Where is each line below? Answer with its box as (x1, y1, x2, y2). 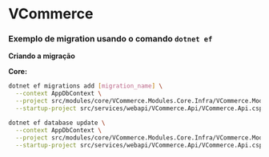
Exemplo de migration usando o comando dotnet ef (8, 33, 213, 45)
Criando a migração (8, 51, 76, 61)
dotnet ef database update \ (8, 119, 106, 127)
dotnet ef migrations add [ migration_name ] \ (8, 82, 163, 90)
